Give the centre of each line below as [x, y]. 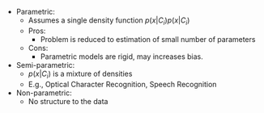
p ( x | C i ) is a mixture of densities [80, 74]
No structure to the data [68, 101]
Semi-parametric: [45, 65]
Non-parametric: [44, 93]
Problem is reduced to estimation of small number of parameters [148, 39]
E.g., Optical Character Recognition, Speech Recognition [122, 84]
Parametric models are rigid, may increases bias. [122, 56]
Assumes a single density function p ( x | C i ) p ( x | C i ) [109, 21]
